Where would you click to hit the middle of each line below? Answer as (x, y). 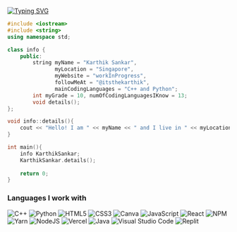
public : (31, 56)
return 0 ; (35, 173)
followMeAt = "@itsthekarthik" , (102, 83)
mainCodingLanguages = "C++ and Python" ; (116, 89)
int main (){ (25, 147)
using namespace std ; (39, 37)
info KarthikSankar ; (50, 154)
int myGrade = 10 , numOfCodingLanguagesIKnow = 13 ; (110, 95)
